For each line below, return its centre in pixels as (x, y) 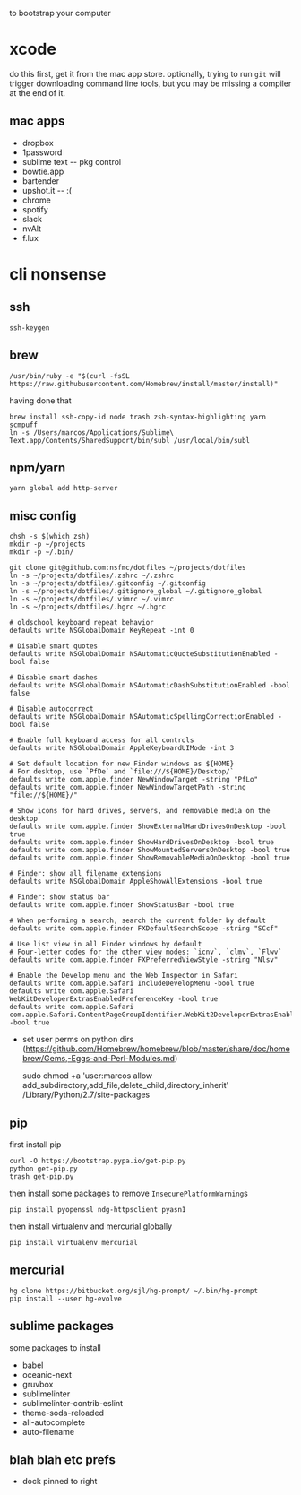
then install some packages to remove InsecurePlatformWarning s (129, 1193)
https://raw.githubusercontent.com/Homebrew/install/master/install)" (144, 384)
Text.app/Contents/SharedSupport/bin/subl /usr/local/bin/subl (130, 440)
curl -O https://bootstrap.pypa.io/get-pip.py (98, 1161)
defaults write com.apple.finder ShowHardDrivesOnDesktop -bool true (142, 843)
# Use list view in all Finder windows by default (106, 945)
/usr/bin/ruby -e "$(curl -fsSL (69, 376)
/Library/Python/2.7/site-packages (86, 1095)
